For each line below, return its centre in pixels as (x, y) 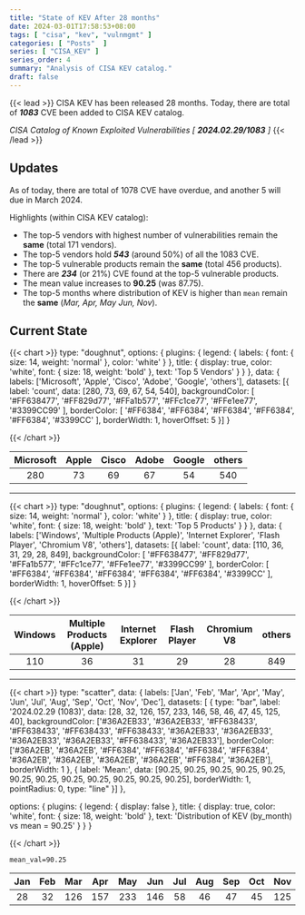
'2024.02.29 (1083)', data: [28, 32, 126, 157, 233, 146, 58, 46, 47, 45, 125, (145, 712)
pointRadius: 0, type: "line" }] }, (68, 789)
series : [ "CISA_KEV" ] (54, 52)
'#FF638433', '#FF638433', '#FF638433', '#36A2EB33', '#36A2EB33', (141, 731)
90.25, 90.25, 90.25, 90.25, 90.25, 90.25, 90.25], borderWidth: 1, (130, 779)
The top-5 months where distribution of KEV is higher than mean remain (155, 292)
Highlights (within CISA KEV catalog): (79, 217)
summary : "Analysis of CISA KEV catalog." (91, 69)
